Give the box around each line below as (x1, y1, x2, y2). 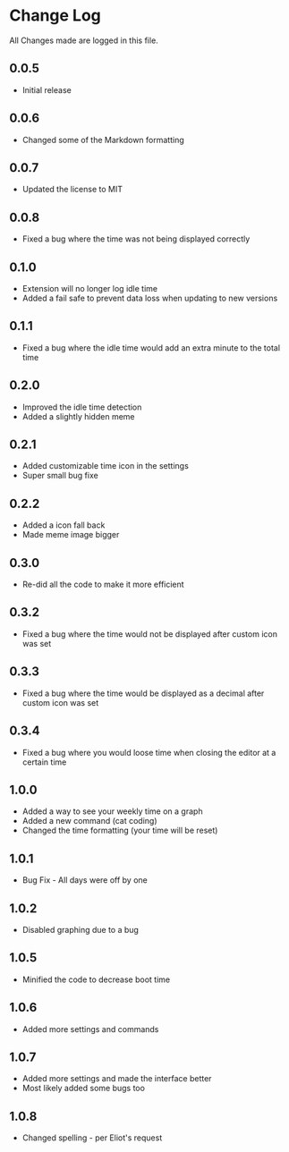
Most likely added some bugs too (21, 1083, 146, 1094)
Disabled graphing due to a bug (21, 924, 139, 935)
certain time (21, 757, 67, 767)
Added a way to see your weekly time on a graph (21, 806, 203, 817)
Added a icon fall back (21, 520, 106, 530)
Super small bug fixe (21, 470, 98, 481)
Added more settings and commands (21, 1023, 159, 1034)
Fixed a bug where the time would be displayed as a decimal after (21, 688, 265, 699)
